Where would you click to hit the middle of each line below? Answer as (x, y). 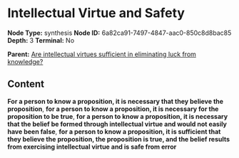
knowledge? (25, 61)
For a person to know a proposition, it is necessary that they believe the (115, 101)
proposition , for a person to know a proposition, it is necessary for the (113, 109)
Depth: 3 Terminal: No (41, 40)
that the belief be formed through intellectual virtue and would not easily (117, 124)
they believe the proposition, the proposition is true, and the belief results (119, 139)
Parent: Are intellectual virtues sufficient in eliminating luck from (102, 54)
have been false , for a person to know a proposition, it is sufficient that (114, 131)
